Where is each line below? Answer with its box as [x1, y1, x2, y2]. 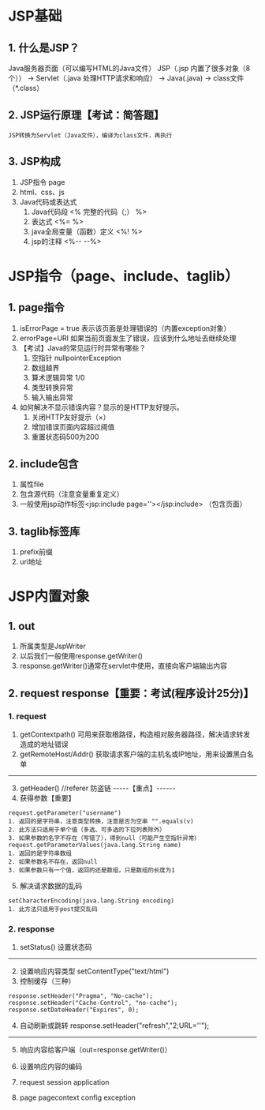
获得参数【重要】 [19, 793, 76, 802]
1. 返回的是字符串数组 [8, 849, 73, 857]
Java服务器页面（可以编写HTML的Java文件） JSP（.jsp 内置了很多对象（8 [8, 64, 251, 73]
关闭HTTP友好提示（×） [31, 412, 110, 422]
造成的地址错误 [19, 739, 69, 748]
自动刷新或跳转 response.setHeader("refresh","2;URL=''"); [19, 1021, 210, 1030]
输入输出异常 [31, 392, 73, 402]
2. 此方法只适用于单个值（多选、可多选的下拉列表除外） [8, 826, 166, 834]
